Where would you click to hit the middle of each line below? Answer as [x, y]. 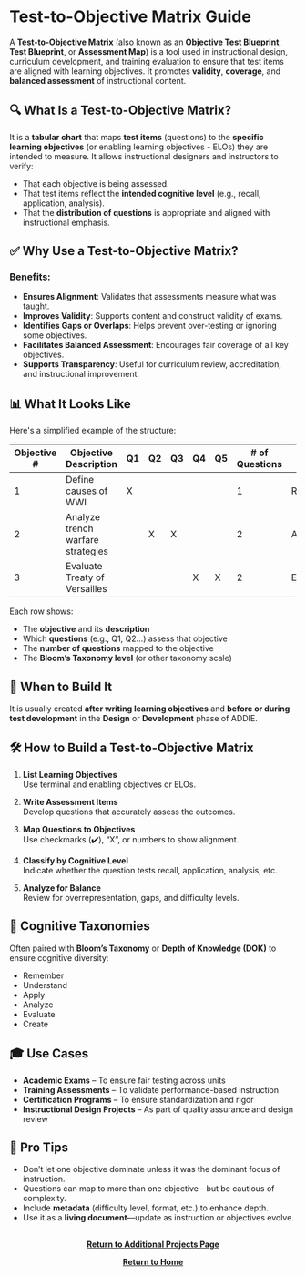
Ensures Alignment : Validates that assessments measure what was [149, 297]
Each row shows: [41, 611]
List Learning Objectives [70, 774]
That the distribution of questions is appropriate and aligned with [146, 212]
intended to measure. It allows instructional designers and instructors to [144, 156]
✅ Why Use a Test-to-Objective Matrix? [124, 251]
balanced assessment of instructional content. [98, 80]
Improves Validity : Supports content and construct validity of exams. [153, 316]
